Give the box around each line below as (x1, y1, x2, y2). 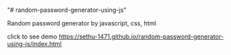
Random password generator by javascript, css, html (7, 19, 157, 27)
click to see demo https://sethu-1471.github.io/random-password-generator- (7, 32, 224, 41)
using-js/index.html (7, 40, 62, 47)
